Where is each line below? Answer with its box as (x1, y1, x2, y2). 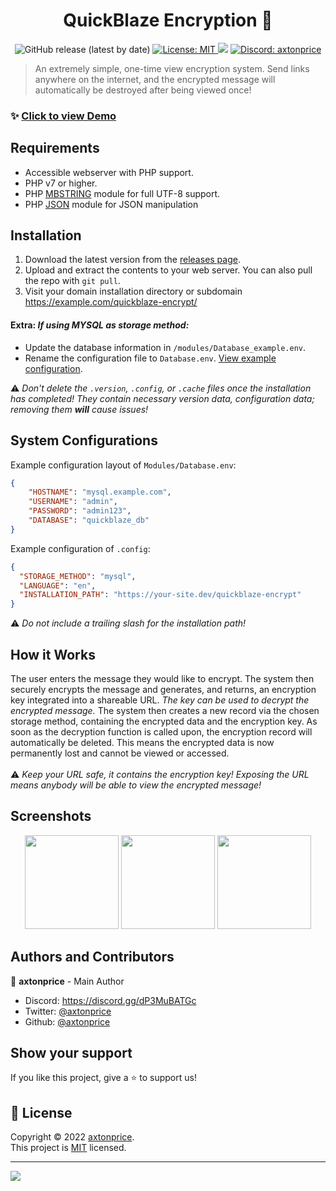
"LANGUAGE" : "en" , (19, 580, 97, 591)
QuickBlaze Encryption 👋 (63, 9, 273, 32)
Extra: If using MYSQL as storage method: (10, 319, 190, 331)
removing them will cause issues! (10, 403, 149, 415)
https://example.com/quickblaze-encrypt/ (24, 296, 198, 308)
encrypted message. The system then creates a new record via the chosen (10, 704, 320, 716)
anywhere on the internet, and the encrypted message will (34, 73, 276, 85)
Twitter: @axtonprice (24, 1005, 112, 1017)
